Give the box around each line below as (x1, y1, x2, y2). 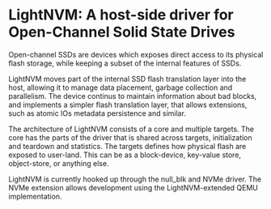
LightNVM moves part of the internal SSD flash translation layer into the (8, 74, 247, 83)
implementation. (8, 191, 62, 201)
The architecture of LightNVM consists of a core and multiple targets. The (8, 124, 255, 134)
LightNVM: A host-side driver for (8, 6, 234, 24)
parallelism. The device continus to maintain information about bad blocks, (8, 91, 257, 100)
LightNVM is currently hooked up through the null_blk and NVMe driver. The (8, 174, 261, 184)
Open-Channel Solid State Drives (8, 23, 235, 41)
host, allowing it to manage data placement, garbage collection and (8, 83, 233, 92)
